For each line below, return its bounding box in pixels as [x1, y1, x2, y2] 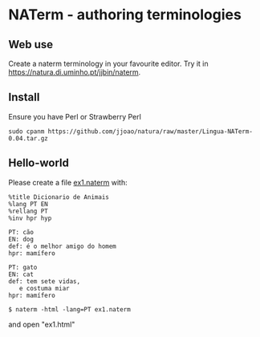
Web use [8, 38, 54, 51]
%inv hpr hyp [8, 214, 52, 222]
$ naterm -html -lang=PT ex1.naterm [8, 305, 131, 314]
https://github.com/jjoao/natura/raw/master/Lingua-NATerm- [47, 127, 253, 136]
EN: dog [8, 235, 35, 243]
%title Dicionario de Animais [8, 193, 110, 201]
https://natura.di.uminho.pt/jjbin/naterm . [8, 67, 141, 77]
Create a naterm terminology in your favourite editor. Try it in [8, 59, 209, 68]
